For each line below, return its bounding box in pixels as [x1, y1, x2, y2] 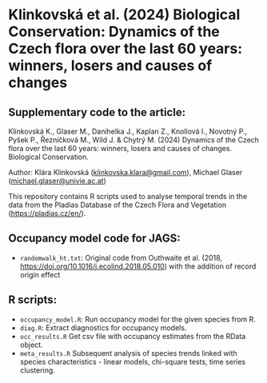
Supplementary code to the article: [8, 106, 186, 119]
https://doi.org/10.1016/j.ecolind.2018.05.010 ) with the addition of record [19, 261, 257, 271]
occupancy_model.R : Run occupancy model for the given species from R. [19, 314, 256, 324]
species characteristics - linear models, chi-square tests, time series [19, 357, 246, 366]
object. [19, 340, 43, 349]
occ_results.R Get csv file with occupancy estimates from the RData [19, 331, 246, 341]
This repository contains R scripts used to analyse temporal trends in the [8, 192, 248, 201]
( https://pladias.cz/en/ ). [8, 209, 86, 217]
